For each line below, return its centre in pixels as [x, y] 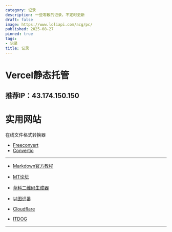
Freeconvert [26, 145]
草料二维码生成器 [31, 188]
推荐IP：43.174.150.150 [42, 96]
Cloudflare [24, 209]
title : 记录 [17, 48]
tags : [11, 39]
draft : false [19, 20]
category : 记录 [21, 10]
